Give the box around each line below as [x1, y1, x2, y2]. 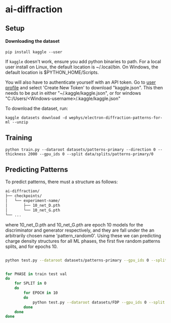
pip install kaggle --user [5, 49, 63, 55]
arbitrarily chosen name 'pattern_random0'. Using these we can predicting [5, 232, 161, 238]
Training [5, 134, 33, 142]
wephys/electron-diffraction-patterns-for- [69, 115, 163, 120]
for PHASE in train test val [5, 271, 67, 277]
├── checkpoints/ [5, 193, 42, 198]
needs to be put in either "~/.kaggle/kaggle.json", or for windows [5, 90, 141, 96]
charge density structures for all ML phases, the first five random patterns [5, 238, 160, 244]
